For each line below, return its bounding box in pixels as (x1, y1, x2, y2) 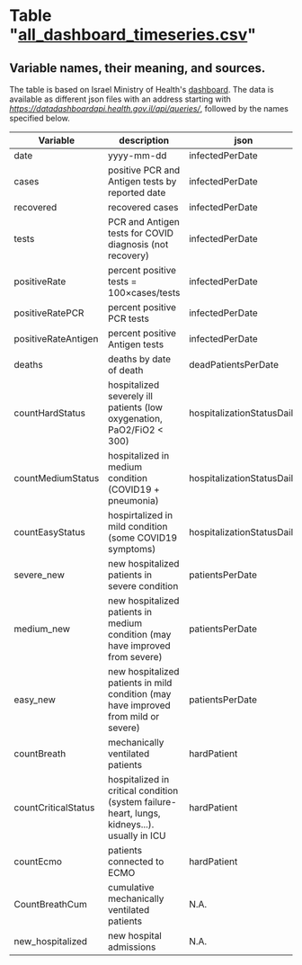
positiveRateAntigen (13, 333, 99, 344)
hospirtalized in (107, 509, 173, 522)
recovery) (107, 249, 150, 262)
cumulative (107, 881, 155, 893)
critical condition (107, 784, 179, 797)
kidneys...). (107, 818, 155, 830)
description (119, 134, 170, 147)
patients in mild (107, 676, 173, 689)
